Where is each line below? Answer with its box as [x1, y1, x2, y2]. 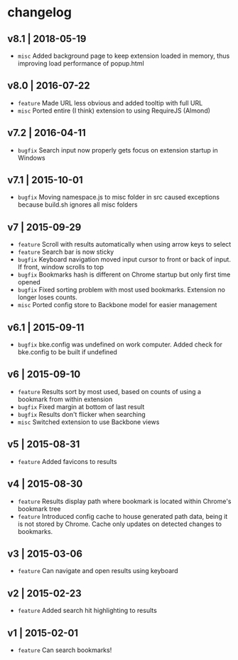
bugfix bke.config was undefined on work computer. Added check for [17, 340, 222, 349]
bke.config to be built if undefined [17, 348, 117, 356]
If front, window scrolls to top [17, 263, 104, 272]
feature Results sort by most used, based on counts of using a [17, 387, 201, 396]
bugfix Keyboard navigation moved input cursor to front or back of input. [17, 255, 231, 264]
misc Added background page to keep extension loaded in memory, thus [17, 51, 230, 60]
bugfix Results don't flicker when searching [17, 410, 146, 418]
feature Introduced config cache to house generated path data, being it [17, 512, 228, 520]
